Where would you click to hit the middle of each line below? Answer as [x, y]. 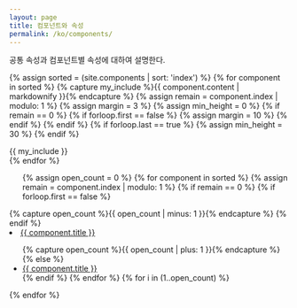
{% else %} [43, 259]
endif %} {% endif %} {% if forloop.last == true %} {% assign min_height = [146, 125]
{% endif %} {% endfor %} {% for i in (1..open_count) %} [126, 278]
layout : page [33, 17]
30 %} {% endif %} [44, 135]
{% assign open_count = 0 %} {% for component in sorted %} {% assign [155, 178]
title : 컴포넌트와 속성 [47, 26]
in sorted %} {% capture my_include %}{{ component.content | [124, 87]
